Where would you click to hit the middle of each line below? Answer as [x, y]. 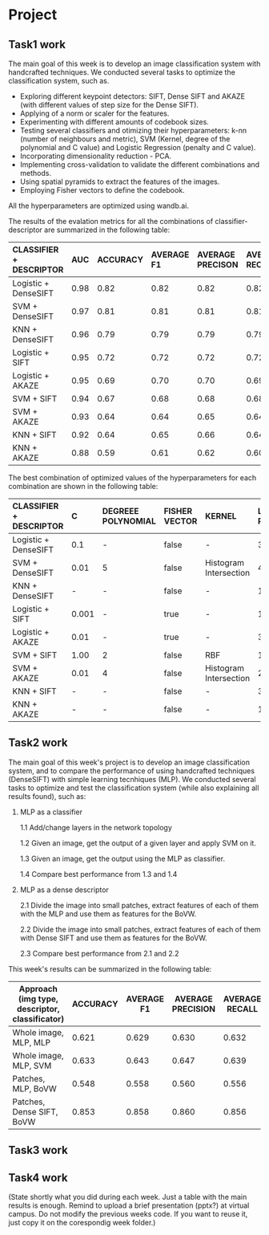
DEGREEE [120, 511]
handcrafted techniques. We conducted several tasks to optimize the [122, 72]
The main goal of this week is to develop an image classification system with [134, 63]
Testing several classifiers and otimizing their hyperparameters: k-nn [133, 130]
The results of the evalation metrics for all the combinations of [111, 221]
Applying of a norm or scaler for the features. [94, 113]
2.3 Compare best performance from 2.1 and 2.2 [99, 953]
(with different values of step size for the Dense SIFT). [109, 105]
